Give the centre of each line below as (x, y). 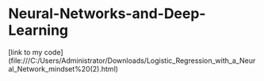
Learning (38, 30)
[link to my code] (36, 52)
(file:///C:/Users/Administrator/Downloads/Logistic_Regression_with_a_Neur (132, 61)
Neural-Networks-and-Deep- (107, 14)
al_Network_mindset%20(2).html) (63, 68)
